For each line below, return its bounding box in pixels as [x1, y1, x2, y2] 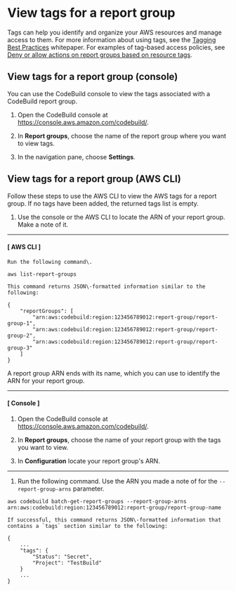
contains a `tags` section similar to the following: [7, 522, 169, 529]
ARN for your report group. [7, 376, 86, 385]
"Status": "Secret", [32, 553, 93, 560]
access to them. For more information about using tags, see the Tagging [7, 35, 216, 44]
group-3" [7, 344, 33, 352]
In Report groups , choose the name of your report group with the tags [17, 435, 221, 444]
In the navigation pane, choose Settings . [17, 152, 136, 161]
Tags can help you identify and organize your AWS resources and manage [7, 28, 223, 36]
